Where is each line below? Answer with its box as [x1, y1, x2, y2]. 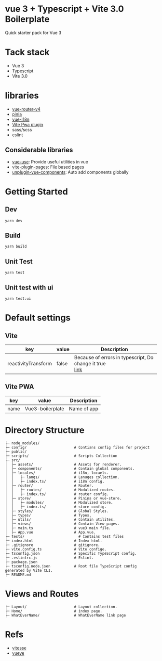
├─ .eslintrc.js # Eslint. [5, 555, 94, 560]
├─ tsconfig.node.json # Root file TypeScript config [5, 564, 137, 568]
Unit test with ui [5, 283, 54, 291]
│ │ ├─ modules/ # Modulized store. [5, 500, 113, 505]
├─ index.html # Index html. [5, 538, 103, 543]
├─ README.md [5, 572, 31, 577]
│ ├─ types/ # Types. [5, 513, 92, 517]
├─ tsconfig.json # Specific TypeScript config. [5, 551, 137, 556]
